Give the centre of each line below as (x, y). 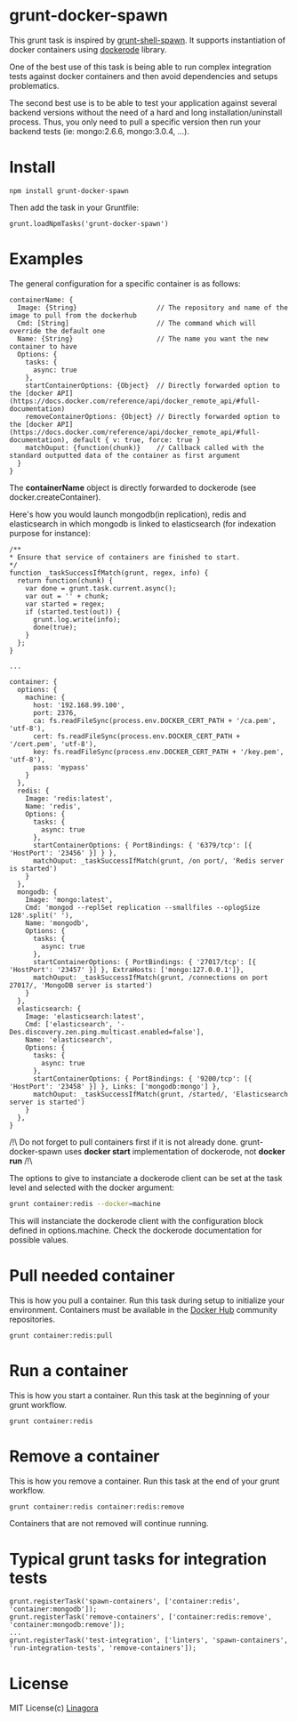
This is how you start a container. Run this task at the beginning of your (140, 1395)
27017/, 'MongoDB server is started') (81, 985)
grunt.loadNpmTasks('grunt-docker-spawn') (89, 223)
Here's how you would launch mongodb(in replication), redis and (128, 514)
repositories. (32, 1319)
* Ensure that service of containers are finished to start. (125, 557)
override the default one (57, 331)
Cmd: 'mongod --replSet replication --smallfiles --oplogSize (143, 907)
